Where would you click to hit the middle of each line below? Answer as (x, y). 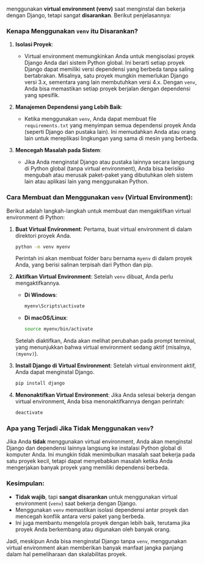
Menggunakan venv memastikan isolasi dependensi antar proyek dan (102, 510)
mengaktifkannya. (38, 283)
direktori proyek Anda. (43, 235)
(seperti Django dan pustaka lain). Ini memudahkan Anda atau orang (110, 132)
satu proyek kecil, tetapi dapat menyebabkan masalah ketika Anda (89, 461)
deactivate (29, 413)
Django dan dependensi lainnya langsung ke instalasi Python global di (94, 448)
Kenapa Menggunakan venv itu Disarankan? (72, 31)
